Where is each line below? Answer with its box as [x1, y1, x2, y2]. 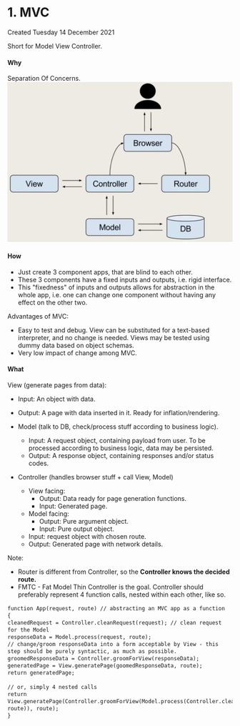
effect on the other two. [17, 298, 88, 307]
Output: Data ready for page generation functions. [39, 494, 187, 502]
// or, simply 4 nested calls [7, 683, 98, 690]
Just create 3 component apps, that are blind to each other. [17, 267, 193, 276]
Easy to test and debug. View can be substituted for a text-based [17, 326, 209, 334]
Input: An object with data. [17, 394, 96, 403]
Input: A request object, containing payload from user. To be [28, 436, 206, 444]
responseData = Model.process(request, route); [7, 633, 152, 640]
